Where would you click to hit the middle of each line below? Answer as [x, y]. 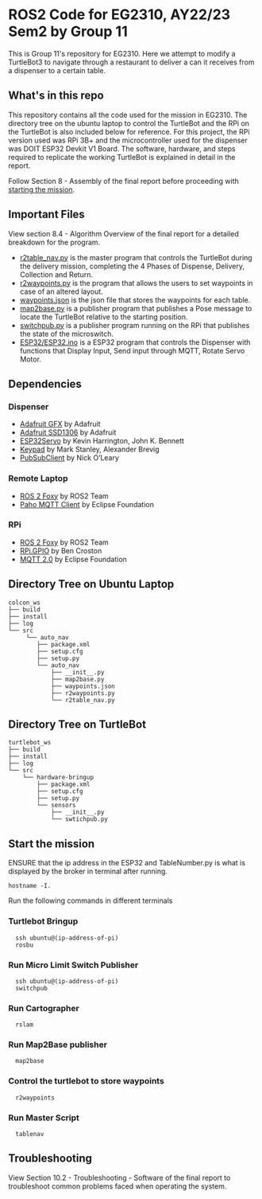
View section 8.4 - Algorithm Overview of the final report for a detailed [124, 233]
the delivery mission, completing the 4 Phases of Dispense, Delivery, [132, 266]
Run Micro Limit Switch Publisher [73, 965]
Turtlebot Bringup [43, 921]
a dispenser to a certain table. [57, 70]
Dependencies [45, 384]
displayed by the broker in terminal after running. [88, 871]
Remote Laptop [38, 478]
